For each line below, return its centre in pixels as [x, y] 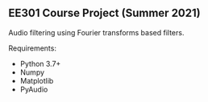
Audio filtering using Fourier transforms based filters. [96, 32]
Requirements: [32, 48]
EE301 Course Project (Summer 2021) [104, 13]
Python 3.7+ [40, 63]
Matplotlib [37, 80]
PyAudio [34, 89]
